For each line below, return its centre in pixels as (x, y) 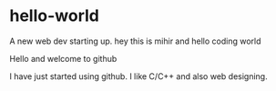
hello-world (55, 16)
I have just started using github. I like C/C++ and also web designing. (138, 76)
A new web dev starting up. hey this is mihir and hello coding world (135, 41)
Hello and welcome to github (63, 58)
